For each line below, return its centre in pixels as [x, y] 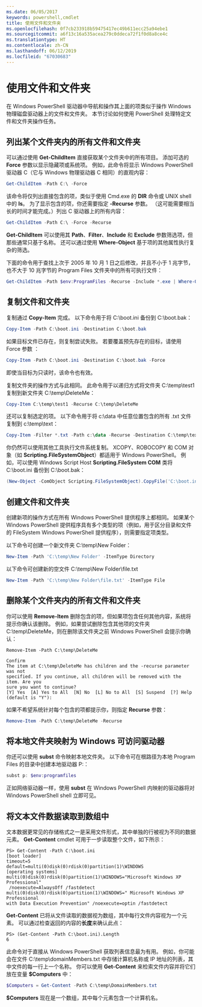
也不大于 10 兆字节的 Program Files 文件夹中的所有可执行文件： [84, 270]
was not [16, 671]
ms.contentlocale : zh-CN [37, 46]
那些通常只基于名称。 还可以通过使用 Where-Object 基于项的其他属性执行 [98, 243]
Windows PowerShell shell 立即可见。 [53, 796]
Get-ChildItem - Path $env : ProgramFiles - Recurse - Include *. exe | [91, 282]
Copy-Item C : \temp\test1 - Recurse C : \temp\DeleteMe [72, 404]
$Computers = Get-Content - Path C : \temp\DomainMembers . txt [82, 985]
